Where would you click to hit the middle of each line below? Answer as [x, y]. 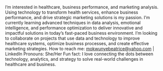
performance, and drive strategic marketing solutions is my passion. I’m [78, 17]
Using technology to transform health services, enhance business [72, 12]
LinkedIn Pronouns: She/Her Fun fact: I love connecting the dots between [79, 54]
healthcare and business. [31, 64]
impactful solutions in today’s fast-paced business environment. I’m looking [81, 33]
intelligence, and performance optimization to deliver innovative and [74, 28]
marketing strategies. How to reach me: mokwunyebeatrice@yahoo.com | [80, 49]
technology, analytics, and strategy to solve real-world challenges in [74, 59]
